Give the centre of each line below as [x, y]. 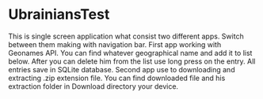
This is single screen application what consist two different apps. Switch [126, 36]
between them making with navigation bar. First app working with [115, 44]
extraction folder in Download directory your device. [93, 86]
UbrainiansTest [59, 15]
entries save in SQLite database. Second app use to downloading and [122, 69]
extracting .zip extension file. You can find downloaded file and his [117, 78]
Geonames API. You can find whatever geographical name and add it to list [130, 53]
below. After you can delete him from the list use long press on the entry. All [132, 61]
